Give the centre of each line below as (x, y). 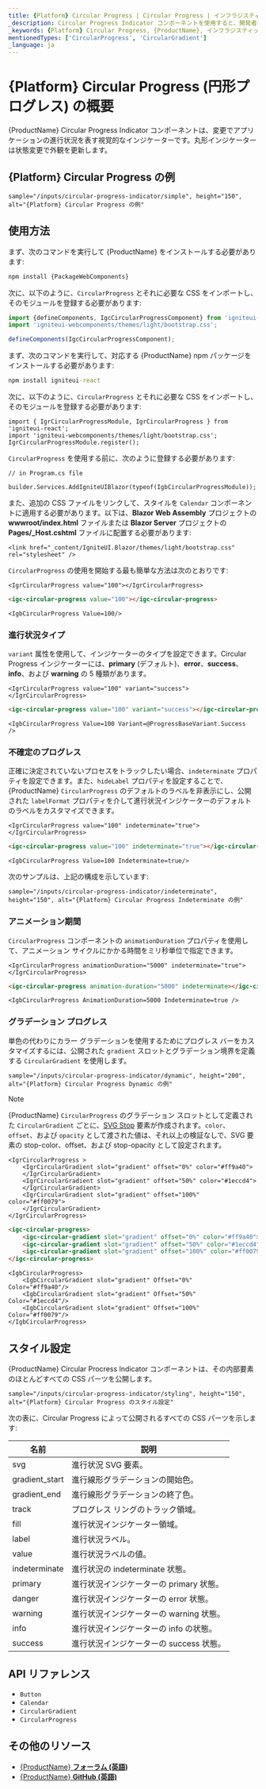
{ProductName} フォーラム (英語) (74, 1767)
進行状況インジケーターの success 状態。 (149, 1643)
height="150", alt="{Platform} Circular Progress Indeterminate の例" (126, 900)
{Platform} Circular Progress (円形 (122, 87)
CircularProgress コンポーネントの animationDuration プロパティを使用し (129, 940)
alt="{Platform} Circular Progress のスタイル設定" (91, 1402)
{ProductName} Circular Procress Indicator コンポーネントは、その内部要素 (131, 1369)
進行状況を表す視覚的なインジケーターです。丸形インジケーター (153, 141)
